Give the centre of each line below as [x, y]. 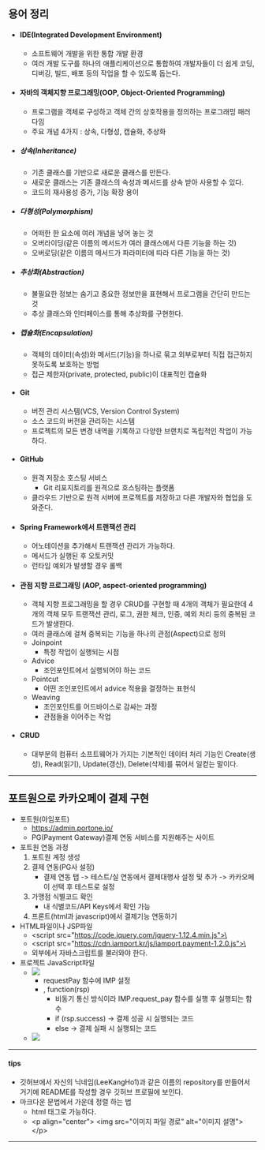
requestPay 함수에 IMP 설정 [87, 980]
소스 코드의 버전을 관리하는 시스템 [83, 421]
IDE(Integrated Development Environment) [91, 35]
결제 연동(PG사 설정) [63, 867]
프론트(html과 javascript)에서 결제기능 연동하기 [104, 916]
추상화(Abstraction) [52, 272]
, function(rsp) [67, 989]
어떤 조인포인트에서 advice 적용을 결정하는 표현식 [119, 688]
